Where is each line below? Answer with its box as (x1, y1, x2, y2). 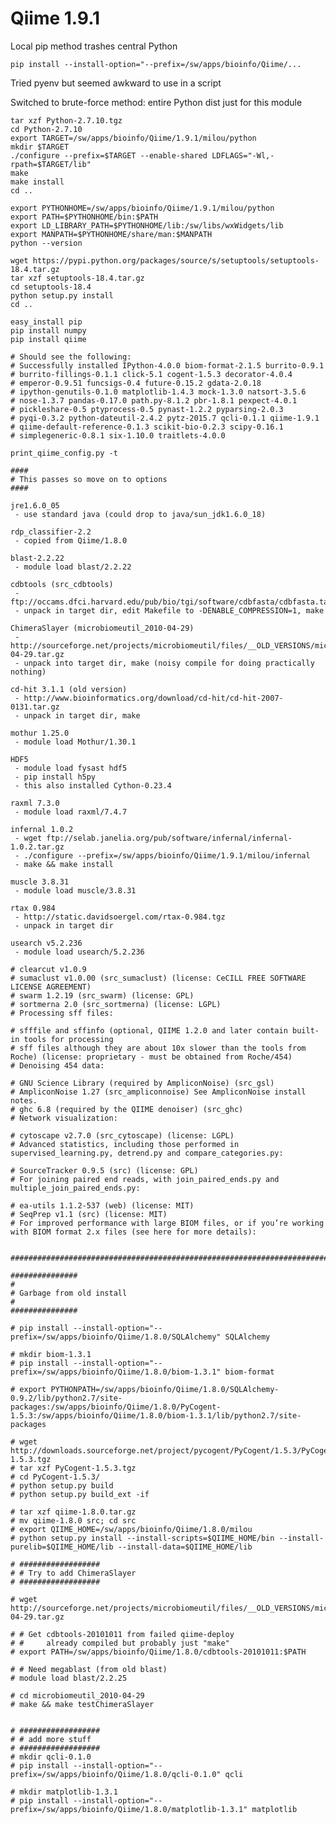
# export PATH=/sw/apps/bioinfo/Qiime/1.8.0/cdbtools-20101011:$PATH (10, 1647, 307, 1657)
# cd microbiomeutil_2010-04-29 (10, 1690, 145, 1701)
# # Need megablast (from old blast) (10, 1664, 168, 1674)
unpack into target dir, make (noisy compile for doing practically (23, 658, 315, 668)
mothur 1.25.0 (10, 728, 70, 738)
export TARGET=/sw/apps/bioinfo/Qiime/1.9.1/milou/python (10, 133, 257, 143)
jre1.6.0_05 (10, 500, 60, 511)
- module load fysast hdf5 (14, 763, 128, 773)
